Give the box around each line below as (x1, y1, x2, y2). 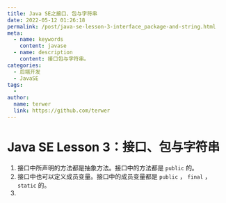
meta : (7, 29, 23, 37)
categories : (7, 62, 42, 69)
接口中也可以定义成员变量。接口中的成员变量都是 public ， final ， (17, 172, 211, 181)
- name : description (13, 49, 73, 56)
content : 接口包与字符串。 (19, 56, 90, 63)
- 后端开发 (13, 68, 41, 75)
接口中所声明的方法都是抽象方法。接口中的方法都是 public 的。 (17, 163, 198, 172)
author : (7, 95, 30, 101)
